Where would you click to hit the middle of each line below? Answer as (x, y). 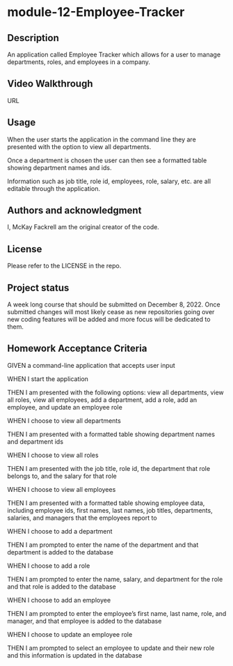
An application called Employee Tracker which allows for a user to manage (114, 54)
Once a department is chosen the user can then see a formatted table (107, 160)
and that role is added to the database (62, 587)
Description (33, 38)
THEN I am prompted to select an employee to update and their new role (111, 648)
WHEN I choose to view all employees (62, 489)
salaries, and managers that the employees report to (82, 518)
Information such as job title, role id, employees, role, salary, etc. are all (109, 181)
